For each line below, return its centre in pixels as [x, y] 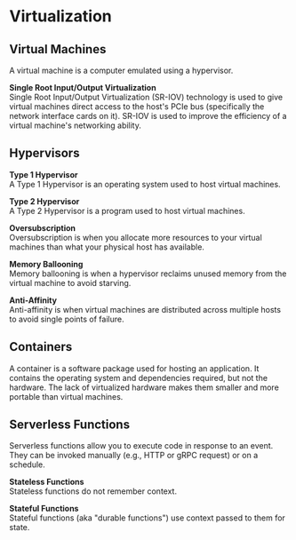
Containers [41, 347]
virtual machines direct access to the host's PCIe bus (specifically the [137, 107]
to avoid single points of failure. [67, 319]
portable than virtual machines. [66, 396]
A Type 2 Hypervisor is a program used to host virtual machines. [128, 210]
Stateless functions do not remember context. [93, 491]
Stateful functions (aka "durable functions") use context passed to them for [148, 518]
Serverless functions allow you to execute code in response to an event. [141, 446]
